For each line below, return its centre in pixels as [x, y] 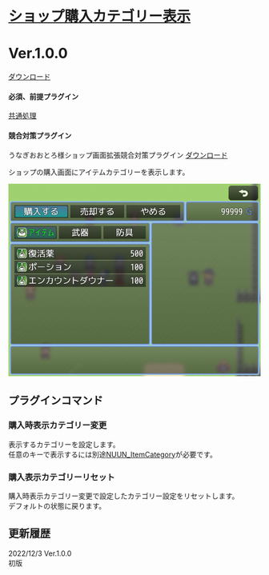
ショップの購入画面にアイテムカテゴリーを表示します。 [99, 172]
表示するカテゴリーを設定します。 [64, 444]
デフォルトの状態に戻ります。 [57, 505]
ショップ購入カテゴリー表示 [100, 16]
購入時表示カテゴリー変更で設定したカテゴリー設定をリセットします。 [124, 496]
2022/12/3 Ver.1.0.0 [40, 553]
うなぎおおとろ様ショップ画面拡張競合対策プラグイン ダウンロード [118, 155]
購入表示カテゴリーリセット [62, 477]
